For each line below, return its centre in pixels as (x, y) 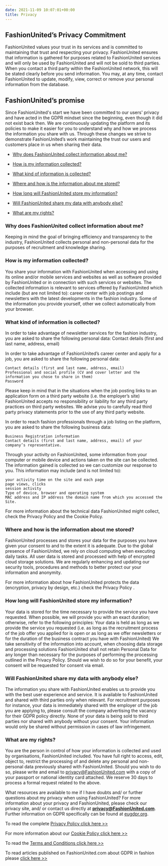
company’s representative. (33, 445)
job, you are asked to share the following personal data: (63, 359)
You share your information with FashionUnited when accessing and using (82, 271)
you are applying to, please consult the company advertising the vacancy (81, 710)
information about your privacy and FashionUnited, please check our (76, 803)
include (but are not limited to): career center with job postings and (74, 293)
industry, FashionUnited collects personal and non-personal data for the (79, 242)
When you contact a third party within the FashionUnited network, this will (81, 68)
